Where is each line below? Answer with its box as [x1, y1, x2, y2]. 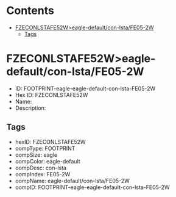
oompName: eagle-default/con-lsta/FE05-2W [15, 177, 130, 184]
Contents [6, 4, 55, 18]
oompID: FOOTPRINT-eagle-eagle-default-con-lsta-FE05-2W [15, 184, 170, 191]
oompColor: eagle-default [15, 157, 80, 165]
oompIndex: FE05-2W [15, 170, 71, 177]
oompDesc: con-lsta [15, 164, 67, 171]
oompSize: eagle [15, 151, 58, 159]
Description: [15, 104, 46, 112]
